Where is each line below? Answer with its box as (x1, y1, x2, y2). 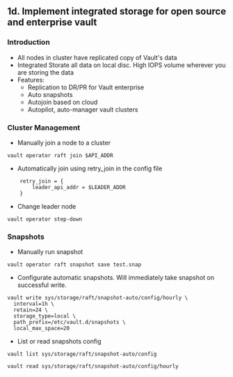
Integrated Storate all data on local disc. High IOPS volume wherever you (17, 61, 226, 69)
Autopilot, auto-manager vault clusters (27, 105, 138, 114)
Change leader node (17, 202, 77, 210)
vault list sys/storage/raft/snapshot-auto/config (7, 350, 157, 358)
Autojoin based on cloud (27, 98, 98, 106)
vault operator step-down (7, 216, 82, 223)
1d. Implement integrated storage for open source (7, 6, 227, 17)
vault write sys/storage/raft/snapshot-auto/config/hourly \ (7, 295, 188, 302)
